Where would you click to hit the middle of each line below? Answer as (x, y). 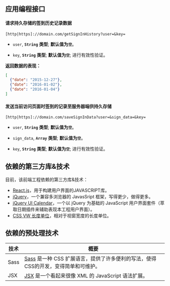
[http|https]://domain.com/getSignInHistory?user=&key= (65, 34)
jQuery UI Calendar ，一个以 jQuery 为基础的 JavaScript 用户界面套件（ (86, 203)
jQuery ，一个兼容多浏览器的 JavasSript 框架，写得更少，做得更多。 (83, 196)
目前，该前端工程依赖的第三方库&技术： (47, 180)
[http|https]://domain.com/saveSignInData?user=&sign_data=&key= (75, 117)
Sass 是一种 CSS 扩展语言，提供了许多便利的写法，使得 (91, 259)
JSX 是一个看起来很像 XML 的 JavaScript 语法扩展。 (86, 275)
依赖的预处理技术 (32, 233)
